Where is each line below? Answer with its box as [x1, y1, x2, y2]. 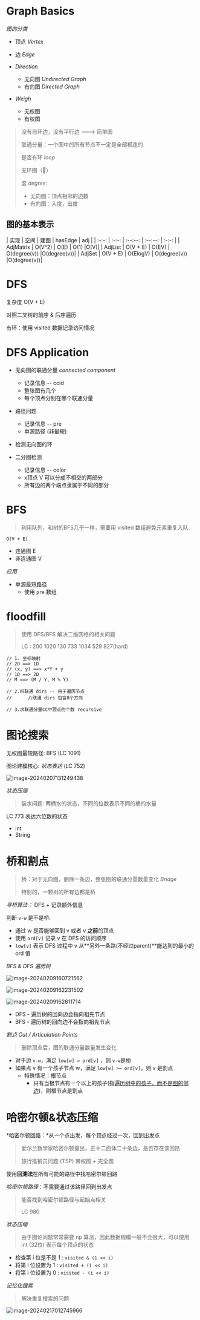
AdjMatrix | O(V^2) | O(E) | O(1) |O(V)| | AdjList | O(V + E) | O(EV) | [6, 243, 170, 251]
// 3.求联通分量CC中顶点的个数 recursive [6, 707, 102, 713]
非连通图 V [15, 555, 42, 562]
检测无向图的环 [15, 440, 53, 447]
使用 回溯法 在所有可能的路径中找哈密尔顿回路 [6, 1170, 118, 1178]
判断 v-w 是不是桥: [6, 914, 51, 922]
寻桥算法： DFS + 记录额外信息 [6, 901, 83, 909]
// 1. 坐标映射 [6, 655, 41, 661]
